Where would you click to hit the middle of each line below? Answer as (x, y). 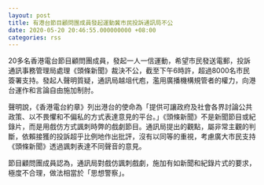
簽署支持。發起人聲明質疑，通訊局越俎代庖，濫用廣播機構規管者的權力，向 (128, 80)
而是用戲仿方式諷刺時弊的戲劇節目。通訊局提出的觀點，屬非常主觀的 (139, 127)
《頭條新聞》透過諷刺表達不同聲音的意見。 (77, 146)
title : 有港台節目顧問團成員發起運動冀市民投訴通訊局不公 (91, 23)
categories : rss (35, 37)
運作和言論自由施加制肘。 (56, 91)
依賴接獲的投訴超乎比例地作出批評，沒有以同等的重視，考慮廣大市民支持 (139, 137)
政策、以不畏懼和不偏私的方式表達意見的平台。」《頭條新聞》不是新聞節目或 (128, 117)
